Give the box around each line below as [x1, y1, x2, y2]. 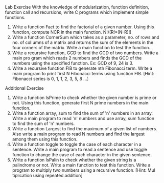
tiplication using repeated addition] [12, 173, 83, 178]
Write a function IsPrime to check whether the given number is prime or [12, 95, 157, 101]
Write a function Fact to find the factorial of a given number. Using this [12, 24, 154, 30]
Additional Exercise [5, 85, 44, 91]
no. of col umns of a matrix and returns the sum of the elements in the [12, 40, 154, 45]
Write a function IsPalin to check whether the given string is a [12, 157, 136, 163]
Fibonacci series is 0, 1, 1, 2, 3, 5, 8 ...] [12, 76, 89, 81]
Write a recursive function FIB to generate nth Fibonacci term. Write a [12, 65, 153, 71]
